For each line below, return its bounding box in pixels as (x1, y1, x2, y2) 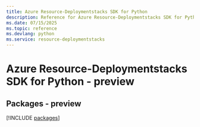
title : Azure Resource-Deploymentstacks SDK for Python (6, 8, 148, 15)
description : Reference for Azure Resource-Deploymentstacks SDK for (6, 14, 183, 20)
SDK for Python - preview (6, 75, 135, 88)
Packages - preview (6, 98, 82, 109)
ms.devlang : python (6, 31, 55, 37)
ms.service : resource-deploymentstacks (6, 36, 105, 42)
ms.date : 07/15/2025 (6, 20, 58, 26)
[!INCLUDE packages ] (6, 114, 60, 121)
